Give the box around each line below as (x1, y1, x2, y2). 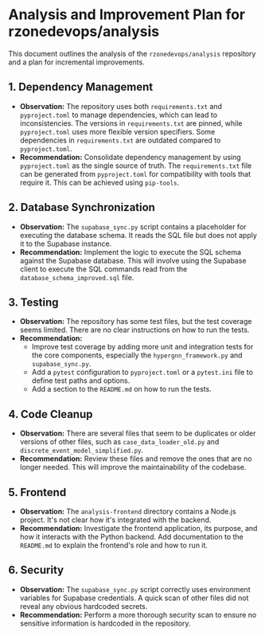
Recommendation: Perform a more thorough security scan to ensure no (19, 610, 257, 619)
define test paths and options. (31, 376, 131, 385)
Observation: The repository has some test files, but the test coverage (19, 317, 252, 326)
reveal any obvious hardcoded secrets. (19, 601, 148, 611)
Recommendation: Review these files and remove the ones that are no (19, 454, 252, 463)
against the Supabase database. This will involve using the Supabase (19, 256, 247, 265)
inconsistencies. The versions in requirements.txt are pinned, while (19, 118, 243, 128)
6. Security (8, 564, 64, 577)
